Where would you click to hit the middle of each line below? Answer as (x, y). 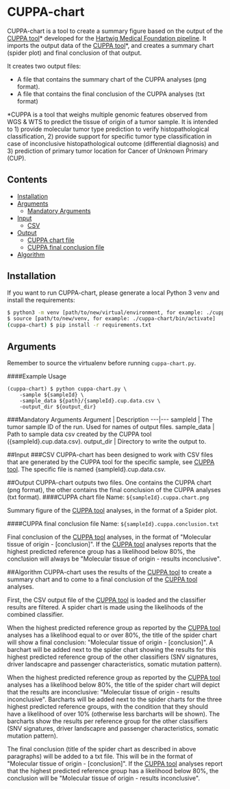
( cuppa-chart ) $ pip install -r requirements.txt (79, 325)
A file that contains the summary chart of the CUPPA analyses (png (112, 79)
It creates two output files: (44, 66)
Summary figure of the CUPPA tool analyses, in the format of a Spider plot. (112, 510)
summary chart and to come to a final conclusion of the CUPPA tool (102, 579)
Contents (27, 180)
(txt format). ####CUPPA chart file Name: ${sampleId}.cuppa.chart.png (108, 497)
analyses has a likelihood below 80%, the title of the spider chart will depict (114, 685)
